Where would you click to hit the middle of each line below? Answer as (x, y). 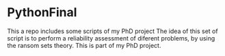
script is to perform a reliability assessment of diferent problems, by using (111, 38)
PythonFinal (42, 12)
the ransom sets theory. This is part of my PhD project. (84, 45)
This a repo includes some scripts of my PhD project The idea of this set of (112, 31)
